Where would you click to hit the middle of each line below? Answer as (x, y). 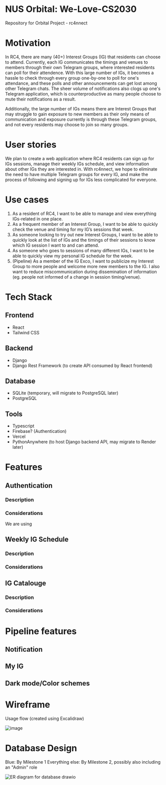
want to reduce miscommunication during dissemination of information (84, 272)
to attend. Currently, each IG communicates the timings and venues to (77, 62)
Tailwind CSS (26, 332)
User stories (31, 145)
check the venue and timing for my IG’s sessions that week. (73, 229)
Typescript (23, 426)
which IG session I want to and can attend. (55, 245)
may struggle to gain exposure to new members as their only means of (77, 114)
